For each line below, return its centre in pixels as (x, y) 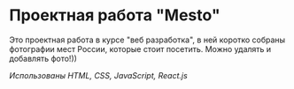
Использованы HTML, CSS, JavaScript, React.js (98, 75)
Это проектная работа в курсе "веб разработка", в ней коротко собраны (147, 40)
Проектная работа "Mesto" (115, 15)
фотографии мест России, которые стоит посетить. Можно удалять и (140, 48)
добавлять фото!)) (43, 58)
